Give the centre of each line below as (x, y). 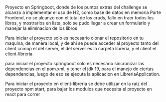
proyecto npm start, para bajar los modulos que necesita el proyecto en (79, 89)
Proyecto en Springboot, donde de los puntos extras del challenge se (76, 7)
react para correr (23, 94)
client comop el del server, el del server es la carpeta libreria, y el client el (81, 49)
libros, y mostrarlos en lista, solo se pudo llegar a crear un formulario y (78, 23)
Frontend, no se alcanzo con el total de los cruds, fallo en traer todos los (80, 18)
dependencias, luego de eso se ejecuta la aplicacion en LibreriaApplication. (83, 74)
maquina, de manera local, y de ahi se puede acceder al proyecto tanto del (82, 43)
